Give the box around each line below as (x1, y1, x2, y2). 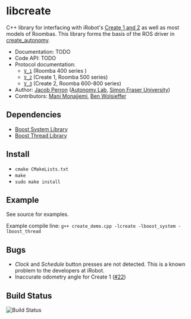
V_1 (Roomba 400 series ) (23, 67, 87, 74)
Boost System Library (14, 125, 68, 132)
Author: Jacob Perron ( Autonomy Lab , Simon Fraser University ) (14, 86, 171, 93)
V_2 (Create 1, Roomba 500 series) (23, 73, 108, 80)
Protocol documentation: (14, 61, 76, 68)
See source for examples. (6, 210, 69, 218)
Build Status (6, 290, 52, 301)
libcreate (6, 4, 51, 18)
